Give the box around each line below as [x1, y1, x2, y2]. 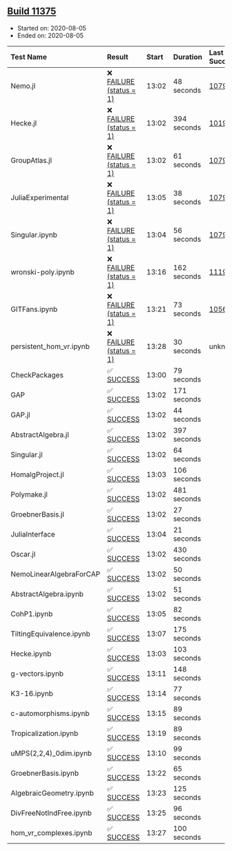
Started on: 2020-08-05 [17, 24, 86, 32]
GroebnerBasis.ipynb [10, 768, 79, 778]
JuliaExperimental [10, 192, 69, 202]
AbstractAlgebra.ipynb [10, 589, 84, 598]
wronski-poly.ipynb [10, 267, 75, 276]
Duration [173, 52, 202, 62]
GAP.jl [10, 410, 30, 420]
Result [106, 52, 129, 62]
